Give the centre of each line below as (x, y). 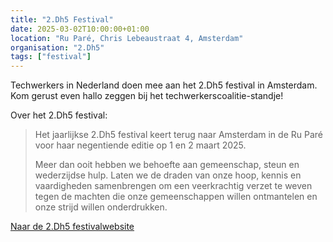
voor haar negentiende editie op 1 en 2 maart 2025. (140, 145)
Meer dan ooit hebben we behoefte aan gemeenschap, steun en (167, 165)
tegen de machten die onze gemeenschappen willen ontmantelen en (176, 197)
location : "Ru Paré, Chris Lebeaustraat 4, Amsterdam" (127, 38)
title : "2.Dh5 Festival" (62, 19)
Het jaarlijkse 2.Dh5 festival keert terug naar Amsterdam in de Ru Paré (178, 135)
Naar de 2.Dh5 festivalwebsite (72, 227)
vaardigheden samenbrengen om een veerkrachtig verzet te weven (173, 186)
